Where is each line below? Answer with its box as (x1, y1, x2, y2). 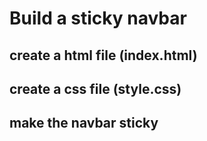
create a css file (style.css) (9, 80, 182, 97)
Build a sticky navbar (9, 7, 187, 30)
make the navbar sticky (9, 115, 159, 132)
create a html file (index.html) (9, 47, 198, 64)
